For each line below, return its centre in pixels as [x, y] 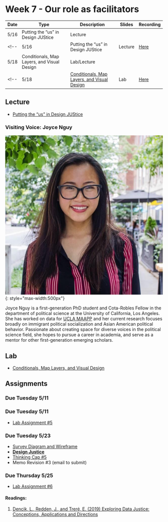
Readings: [16, 498]
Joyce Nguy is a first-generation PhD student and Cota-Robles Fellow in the [83, 308]
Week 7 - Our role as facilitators [72, 9]
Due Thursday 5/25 [29, 475]
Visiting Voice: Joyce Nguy [39, 127]
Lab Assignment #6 [32, 486]
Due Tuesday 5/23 [28, 436]
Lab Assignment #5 [32, 423]
